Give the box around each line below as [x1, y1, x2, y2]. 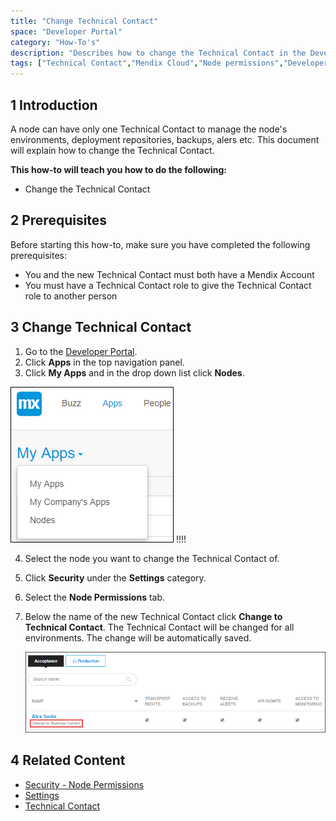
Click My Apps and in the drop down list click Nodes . [24, 366, 245, 379]
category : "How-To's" [10, 37, 101, 47]
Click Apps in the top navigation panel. [24, 356, 185, 368]
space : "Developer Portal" [10, 26, 123, 37]
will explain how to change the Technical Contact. [10, 144, 215, 156]
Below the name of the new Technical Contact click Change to [24, 610, 283, 622]
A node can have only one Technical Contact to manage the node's [10, 123, 288, 135]
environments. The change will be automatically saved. [24, 631, 252, 644]
